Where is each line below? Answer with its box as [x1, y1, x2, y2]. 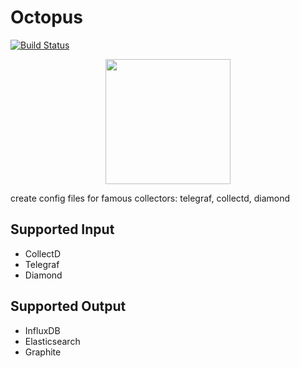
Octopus [10, 6, 83, 29]
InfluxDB [24, 324, 61, 336]
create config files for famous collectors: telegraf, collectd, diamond [10, 192, 291, 204]
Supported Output [10, 298, 127, 315]
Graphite [24, 346, 62, 358]
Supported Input [10, 221, 115, 238]
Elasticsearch [24, 335, 81, 347]
